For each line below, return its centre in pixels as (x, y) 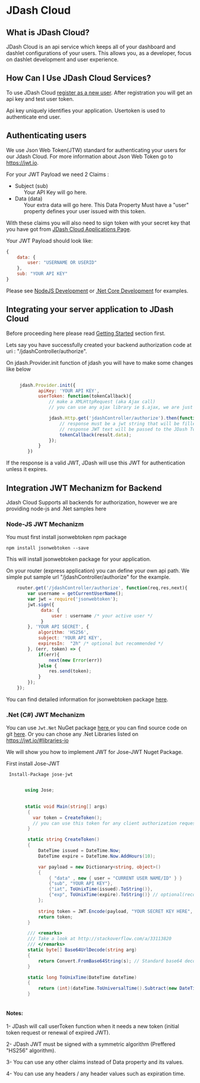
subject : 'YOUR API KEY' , (70, 638)
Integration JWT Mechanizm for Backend (84, 488)
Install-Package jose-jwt (41, 775)
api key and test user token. (40, 99)
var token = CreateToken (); (67, 818)
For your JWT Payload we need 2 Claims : (57, 174)
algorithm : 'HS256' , (63, 633)
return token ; (55, 917)
